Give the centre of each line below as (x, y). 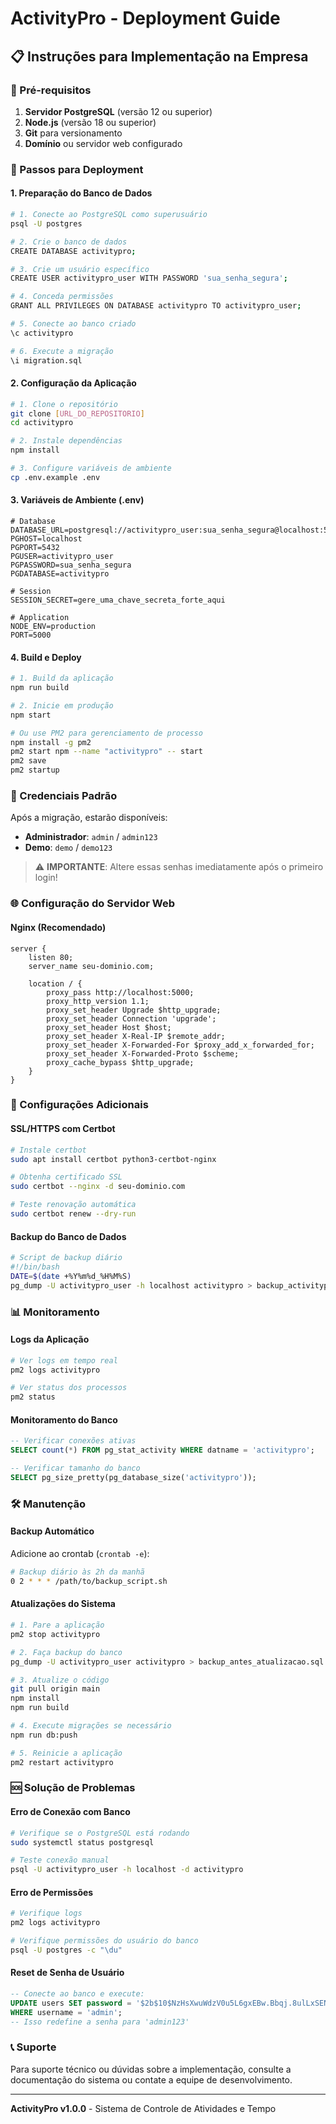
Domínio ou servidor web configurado (103, 143)
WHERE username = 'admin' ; (66, 2012)
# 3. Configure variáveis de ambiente (91, 468)
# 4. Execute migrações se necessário (91, 1726)
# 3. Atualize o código (60, 1680)
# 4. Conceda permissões (62, 297)
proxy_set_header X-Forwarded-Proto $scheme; (143, 1053)
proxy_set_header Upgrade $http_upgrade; (134, 1010)
